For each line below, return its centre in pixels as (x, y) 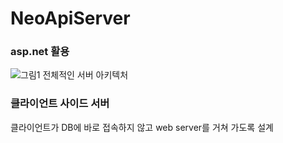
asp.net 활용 (40, 52)
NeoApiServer (70, 18)
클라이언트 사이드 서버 (60, 104)
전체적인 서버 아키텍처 (85, 75)
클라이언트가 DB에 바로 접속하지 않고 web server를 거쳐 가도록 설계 (142, 127)
